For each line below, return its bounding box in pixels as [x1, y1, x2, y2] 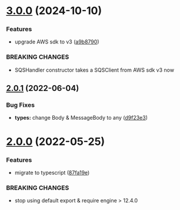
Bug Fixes [6, 101, 35, 109]
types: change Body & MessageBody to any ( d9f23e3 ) [14, 114, 148, 121]
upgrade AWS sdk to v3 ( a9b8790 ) [14, 38, 99, 45]
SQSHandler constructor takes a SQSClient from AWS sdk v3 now [14, 66, 175, 73]
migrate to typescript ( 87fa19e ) [14, 169, 90, 176]
